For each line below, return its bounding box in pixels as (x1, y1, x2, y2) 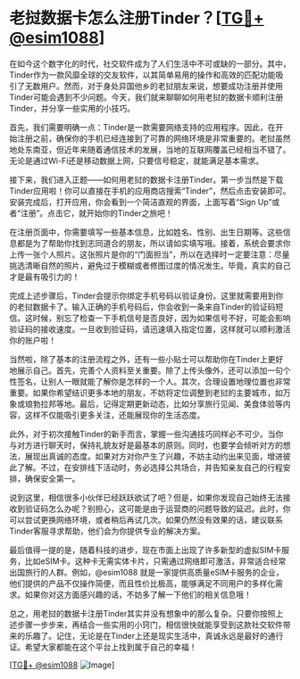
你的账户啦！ (9, 335, 56, 345)
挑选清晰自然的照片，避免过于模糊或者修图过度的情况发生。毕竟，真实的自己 (9, 260, 291, 270)
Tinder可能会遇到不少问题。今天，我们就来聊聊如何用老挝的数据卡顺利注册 (9, 91, 284, 103)
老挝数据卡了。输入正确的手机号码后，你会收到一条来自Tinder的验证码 (16, 301, 276, 312)
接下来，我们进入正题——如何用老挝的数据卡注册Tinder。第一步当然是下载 (9, 174, 284, 185)
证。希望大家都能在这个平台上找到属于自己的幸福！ (9, 642, 197, 652)
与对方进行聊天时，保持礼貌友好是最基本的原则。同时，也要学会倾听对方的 (9, 439, 283, 451)
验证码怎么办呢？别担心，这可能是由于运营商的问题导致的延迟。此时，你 (24, 503, 291, 514)
